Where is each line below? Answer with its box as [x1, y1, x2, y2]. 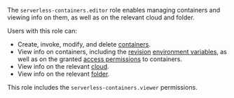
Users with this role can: [7, 27, 78, 35]
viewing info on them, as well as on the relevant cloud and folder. [7, 13, 195, 22]
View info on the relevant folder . [17, 70, 110, 78]
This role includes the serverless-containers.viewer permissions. [7, 83, 198, 91]
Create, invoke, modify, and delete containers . [17, 40, 151, 48]
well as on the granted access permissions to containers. [17, 55, 182, 63]
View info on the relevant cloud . [17, 63, 110, 70]
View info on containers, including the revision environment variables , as [17, 48, 228, 56]
